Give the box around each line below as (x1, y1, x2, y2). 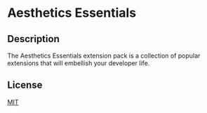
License (7, 79, 43, 91)
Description (7, 33, 60, 45)
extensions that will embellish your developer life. (7, 59, 150, 67)
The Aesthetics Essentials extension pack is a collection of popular (7, 51, 201, 60)
